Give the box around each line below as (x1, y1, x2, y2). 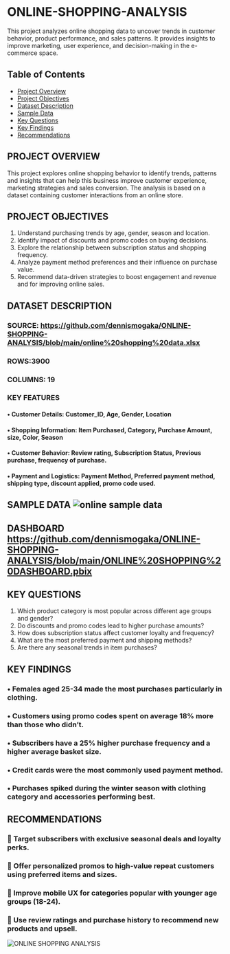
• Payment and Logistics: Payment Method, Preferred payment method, (7, 472, 216, 480)
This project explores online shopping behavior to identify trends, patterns (7, 169, 218, 177)
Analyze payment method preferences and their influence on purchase (16, 258, 218, 267)
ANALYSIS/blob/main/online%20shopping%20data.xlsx (7, 337, 200, 347)
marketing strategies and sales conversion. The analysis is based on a (7, 184, 206, 192)
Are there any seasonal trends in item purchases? (16, 643, 158, 652)
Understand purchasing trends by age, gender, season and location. (16, 229, 211, 237)
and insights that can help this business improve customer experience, (7, 176, 207, 184)
